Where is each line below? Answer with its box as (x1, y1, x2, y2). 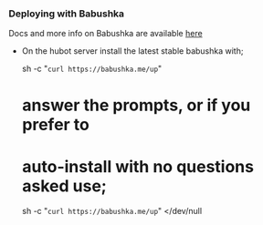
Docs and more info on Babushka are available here (8, 28, 203, 39)
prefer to (21, 115, 90, 135)
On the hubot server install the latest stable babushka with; (21, 46, 244, 56)
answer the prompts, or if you (21, 95, 251, 116)
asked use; (21, 176, 107, 196)
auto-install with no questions (21, 156, 255, 177)
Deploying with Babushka (8, 7, 125, 20)
